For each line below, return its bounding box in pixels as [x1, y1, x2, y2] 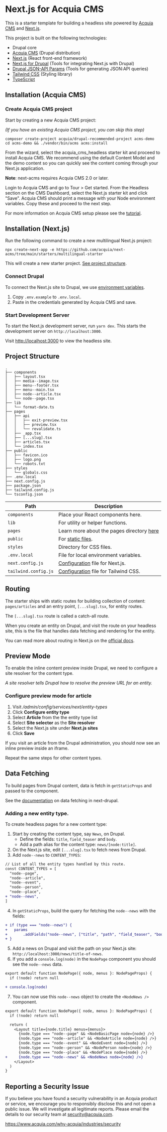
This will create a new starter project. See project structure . [5, 260, 127, 266]
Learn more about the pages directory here [58, 527, 159, 534]
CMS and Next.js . [5, 25, 41, 31]
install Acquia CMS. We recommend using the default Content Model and [5, 154, 155, 160]
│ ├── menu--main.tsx [5, 387, 55, 392]
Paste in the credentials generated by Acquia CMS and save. [12, 299, 137, 305]
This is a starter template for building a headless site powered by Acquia [5, 20, 153, 26]
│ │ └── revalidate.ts [5, 426, 61, 431]
